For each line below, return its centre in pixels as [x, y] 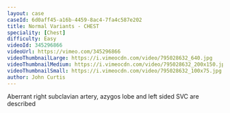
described [22, 104]
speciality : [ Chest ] [37, 33]
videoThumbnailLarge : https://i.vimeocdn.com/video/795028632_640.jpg [110, 58]
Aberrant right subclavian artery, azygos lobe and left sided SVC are [103, 97]
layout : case [26, 13]
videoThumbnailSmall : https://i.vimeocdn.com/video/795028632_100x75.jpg [115, 71]
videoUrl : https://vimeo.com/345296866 [64, 52]
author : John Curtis [37, 77]
